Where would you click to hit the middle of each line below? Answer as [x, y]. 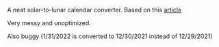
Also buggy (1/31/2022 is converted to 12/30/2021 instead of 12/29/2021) [110, 36]
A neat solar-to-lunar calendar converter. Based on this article [94, 10]
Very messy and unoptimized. [49, 23]
